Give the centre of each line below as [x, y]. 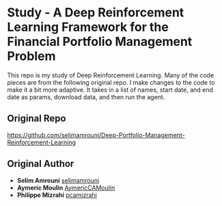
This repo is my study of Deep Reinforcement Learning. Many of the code [111, 75]
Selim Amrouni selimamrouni [58, 180]
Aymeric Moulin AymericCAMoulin [66, 188]
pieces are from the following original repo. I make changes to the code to [111, 82]
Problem [31, 56]
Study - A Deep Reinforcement [96, 13]
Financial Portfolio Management [100, 42]
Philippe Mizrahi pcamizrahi [57, 195]
